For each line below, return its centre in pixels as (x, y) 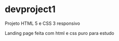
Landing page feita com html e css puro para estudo (59, 33)
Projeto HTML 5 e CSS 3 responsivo (42, 23)
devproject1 (30, 9)
